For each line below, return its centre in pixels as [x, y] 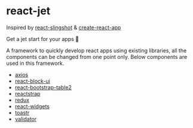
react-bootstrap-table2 [43, 87]
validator [26, 119]
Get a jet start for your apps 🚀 [43, 39]
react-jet [28, 11]
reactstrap [27, 93]
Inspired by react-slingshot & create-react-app [64, 27]
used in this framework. [35, 63]
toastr [22, 113]
